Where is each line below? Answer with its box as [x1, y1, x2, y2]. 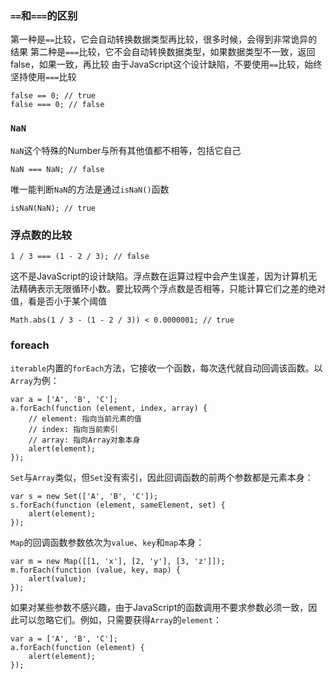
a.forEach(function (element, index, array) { [10, 403, 208, 414]
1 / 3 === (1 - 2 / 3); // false [10, 251, 150, 261]
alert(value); [28, 574, 87, 584]
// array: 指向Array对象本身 [28, 435, 141, 446]
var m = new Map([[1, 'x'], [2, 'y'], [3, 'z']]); [10, 557, 226, 567]
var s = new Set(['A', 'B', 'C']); [10, 492, 159, 502]
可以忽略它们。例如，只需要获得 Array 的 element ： [18, 614, 222, 626]
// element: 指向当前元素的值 [28, 414, 142, 424]
